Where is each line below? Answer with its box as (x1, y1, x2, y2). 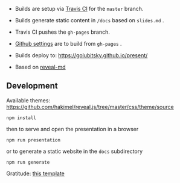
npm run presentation (6, 137, 61, 143)
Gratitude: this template (6, 170, 65, 177)
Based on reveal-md (14, 63, 66, 70)
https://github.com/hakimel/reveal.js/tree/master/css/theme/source (6, 103, 174, 110)
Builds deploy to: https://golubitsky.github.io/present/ (14, 52, 148, 59)
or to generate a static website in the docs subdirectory (6, 147, 143, 155)
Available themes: (6, 96, 50, 104)
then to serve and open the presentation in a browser (6, 125, 139, 132)
